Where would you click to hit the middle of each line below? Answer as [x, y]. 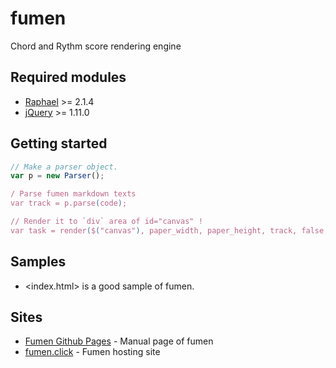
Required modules [68, 77]
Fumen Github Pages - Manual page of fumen [119, 341]
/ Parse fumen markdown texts [73, 194]
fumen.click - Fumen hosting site [92, 352]
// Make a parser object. [64, 167]
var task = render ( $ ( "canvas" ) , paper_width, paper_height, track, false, [169, 230]
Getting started [59, 143]
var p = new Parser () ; [57, 176]
